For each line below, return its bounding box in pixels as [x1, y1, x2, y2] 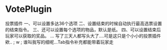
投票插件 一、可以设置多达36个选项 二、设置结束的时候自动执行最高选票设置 [5, 20, 162, 26]
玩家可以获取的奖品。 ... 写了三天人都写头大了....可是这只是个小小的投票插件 [5, 33, 161, 39]
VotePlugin [5, 3, 52, 15]
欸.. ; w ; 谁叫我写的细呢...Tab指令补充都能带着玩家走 [5, 39, 114, 45]
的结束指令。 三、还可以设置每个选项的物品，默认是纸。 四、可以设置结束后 [5, 26, 161, 33]
